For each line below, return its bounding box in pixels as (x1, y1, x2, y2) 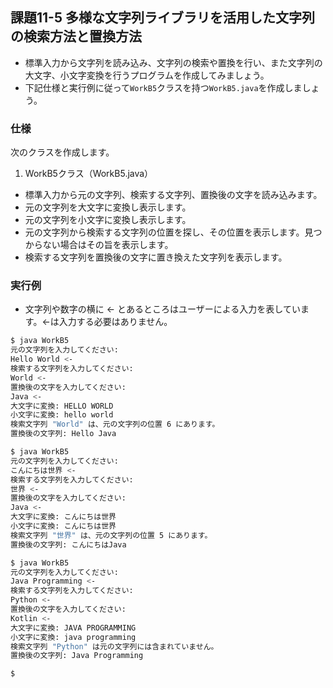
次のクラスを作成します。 (10, 146, 115, 158)
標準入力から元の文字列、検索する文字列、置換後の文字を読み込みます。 (24, 189, 323, 201)
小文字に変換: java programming (10, 632, 137, 642)
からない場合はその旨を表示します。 (24, 239, 174, 251)
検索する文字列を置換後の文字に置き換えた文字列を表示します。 (24, 251, 288, 263)
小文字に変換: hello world (10, 410, 114, 420)
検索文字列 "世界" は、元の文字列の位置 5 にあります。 (10, 530, 213, 540)
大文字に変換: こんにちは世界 (10, 512, 117, 522)
